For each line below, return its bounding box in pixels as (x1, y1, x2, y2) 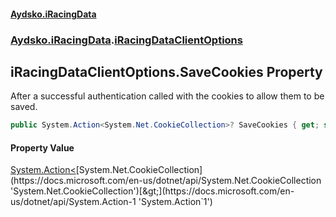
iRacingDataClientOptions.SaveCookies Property (10, 63, 323, 80)
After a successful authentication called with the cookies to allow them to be (10, 90, 325, 102)
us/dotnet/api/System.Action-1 (10, 196, 137, 208)
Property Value (10, 141, 75, 154)
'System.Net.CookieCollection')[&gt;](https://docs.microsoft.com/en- (10, 185, 295, 197)
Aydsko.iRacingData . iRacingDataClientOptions (10, 33, 243, 47)
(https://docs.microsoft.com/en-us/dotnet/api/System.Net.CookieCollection (10, 175, 322, 187)
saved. (10, 101, 38, 113)
